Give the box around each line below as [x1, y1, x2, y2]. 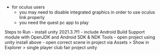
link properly [19, 15, 45, 20]
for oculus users [11, 4, 45, 10]
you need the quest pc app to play [19, 19, 89, 25]
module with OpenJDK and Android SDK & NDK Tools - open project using [4, 34, 156, 40]
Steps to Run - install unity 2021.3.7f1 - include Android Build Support [4, 29, 145, 35]
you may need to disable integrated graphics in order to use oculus [19, 9, 156, 15]
